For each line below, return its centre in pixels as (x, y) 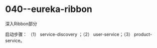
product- (143, 34)
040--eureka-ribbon (49, 9)
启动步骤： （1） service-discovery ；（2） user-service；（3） (69, 34)
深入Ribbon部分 (21, 23)
